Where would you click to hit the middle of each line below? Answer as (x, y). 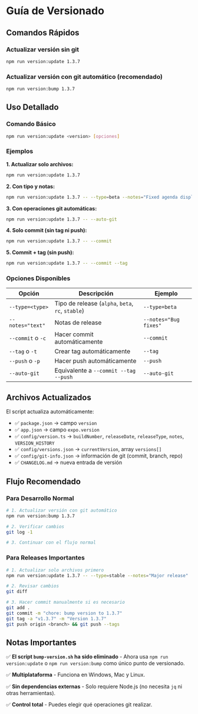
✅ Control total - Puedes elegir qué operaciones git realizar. (79, 705)
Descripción (96, 294)
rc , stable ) (69, 311)
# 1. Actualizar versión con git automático (62, 510)
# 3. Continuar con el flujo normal (51, 543)
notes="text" (27, 326)
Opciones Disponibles (38, 278)
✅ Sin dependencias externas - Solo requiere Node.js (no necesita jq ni (94, 687)
